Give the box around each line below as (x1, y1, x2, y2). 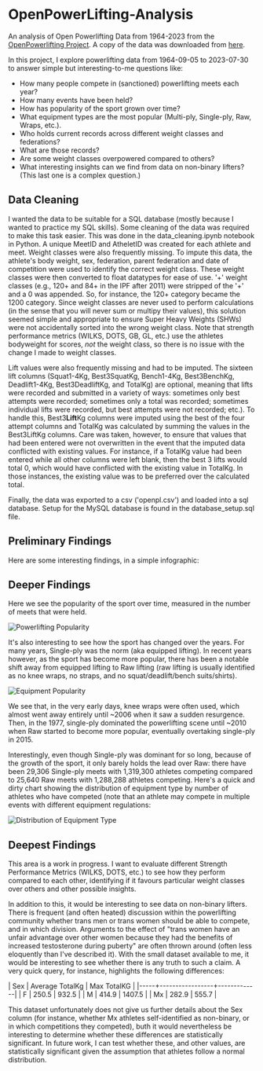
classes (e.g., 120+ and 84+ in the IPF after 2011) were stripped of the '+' (8, 281, 244, 290)
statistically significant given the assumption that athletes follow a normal (8, 1047, 245, 1056)
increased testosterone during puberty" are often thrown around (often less (8, 941, 253, 951)
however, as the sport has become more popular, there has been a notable (8, 655, 250, 664)
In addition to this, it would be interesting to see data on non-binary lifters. (8, 900, 247, 909)
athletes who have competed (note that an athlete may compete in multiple (8, 792, 250, 801)
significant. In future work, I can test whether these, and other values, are (8, 1039, 246, 1048)
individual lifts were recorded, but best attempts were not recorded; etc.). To (8, 405, 255, 414)
